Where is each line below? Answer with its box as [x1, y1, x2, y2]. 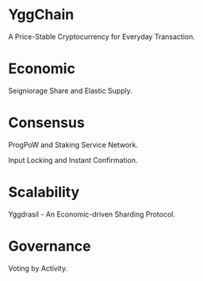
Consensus [8, 114, 85, 132]
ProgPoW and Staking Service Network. [8, 140, 139, 149]
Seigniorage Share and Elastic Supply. [8, 86, 133, 95]
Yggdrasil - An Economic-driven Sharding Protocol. [8, 209, 176, 219]
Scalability [8, 183, 80, 201]
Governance [8, 237, 91, 255]
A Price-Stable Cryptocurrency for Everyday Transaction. [8, 32, 196, 41]
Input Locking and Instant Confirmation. [8, 155, 138, 164]
